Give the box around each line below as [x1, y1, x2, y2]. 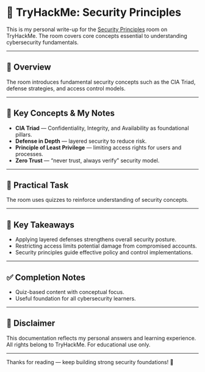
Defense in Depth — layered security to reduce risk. [15, 137, 147, 145]
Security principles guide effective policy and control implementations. [15, 249, 193, 256]
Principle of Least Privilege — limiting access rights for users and [15, 143, 182, 151]
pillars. [15, 131, 32, 138]
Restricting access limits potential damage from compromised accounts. [15, 242, 197, 249]
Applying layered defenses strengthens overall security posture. [15, 236, 177, 243]
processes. [15, 150, 44, 157]
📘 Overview [6, 62, 51, 73]
